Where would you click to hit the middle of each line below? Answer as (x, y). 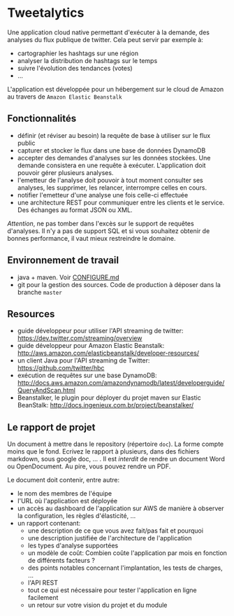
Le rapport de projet (51, 427)
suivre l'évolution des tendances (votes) (75, 68)
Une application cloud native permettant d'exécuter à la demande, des (108, 32)
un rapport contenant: (49, 524)
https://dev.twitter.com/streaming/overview (80, 338)
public (26, 143)
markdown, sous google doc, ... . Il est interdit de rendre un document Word (116, 459)
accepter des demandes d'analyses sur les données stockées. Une (114, 157)
